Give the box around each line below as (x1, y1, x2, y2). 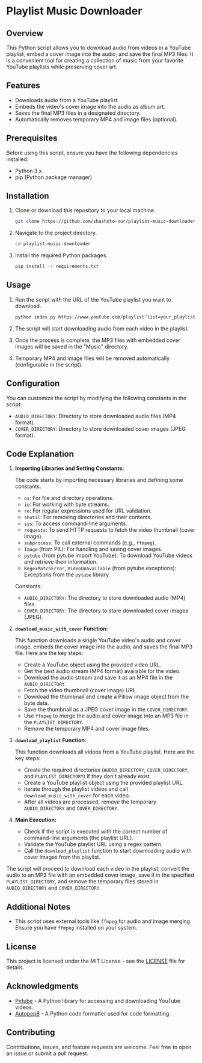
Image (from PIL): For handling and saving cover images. (23, 546, 163, 553)
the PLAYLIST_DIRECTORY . (23, 719, 84, 726)
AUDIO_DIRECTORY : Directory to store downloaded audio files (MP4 (14, 412, 176, 419)
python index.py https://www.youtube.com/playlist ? (14, 314, 147, 320)
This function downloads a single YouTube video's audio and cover (14, 637, 182, 644)
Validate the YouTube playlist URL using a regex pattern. (23, 841, 164, 848)
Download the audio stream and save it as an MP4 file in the (23, 674, 173, 681)
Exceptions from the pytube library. (23, 571, 110, 578)
